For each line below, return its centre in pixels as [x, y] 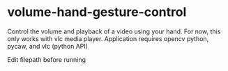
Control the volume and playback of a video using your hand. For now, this [114, 31]
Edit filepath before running [46, 59]
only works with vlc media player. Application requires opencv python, [108, 38]
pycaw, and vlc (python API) [48, 46]
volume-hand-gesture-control [97, 12]
